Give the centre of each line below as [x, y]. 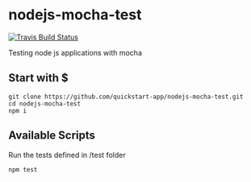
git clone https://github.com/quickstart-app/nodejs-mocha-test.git [126, 97]
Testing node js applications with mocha [75, 52]
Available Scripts [52, 136]
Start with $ [38, 78]
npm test [23, 170]
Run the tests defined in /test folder [67, 155]
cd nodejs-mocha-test [45, 103]
